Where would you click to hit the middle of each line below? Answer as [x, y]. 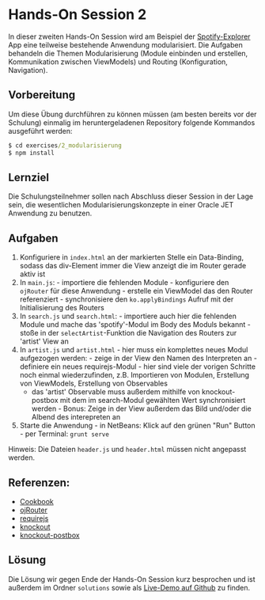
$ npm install [32, 153]
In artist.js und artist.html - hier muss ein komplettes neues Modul [134, 350]
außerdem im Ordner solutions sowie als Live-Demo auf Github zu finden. [129, 587]
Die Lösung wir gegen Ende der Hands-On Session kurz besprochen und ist [132, 579]
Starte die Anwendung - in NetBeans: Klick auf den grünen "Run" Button [137, 426]
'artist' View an [44, 341]
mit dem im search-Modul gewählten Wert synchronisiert [153, 401]
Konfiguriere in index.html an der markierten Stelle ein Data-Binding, [131, 257]
